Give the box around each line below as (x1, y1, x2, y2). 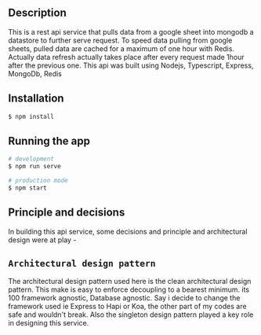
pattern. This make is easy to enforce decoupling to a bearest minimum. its (8, 285, 249, 294)
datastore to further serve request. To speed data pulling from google (8, 35, 233, 45)
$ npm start (8, 184, 47, 192)
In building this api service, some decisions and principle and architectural (8, 226, 248, 236)
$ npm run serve (8, 163, 61, 171)
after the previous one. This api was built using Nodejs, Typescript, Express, (8, 61, 254, 70)
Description (8, 6, 67, 20)
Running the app (8, 134, 90, 148)
